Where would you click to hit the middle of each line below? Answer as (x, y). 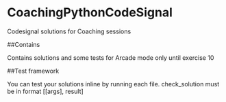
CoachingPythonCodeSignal (90, 13)
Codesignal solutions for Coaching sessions (69, 31)
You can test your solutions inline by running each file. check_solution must (113, 84)
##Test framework (33, 71)
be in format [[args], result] (45, 91)
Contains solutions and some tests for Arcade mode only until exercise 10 (111, 57)
